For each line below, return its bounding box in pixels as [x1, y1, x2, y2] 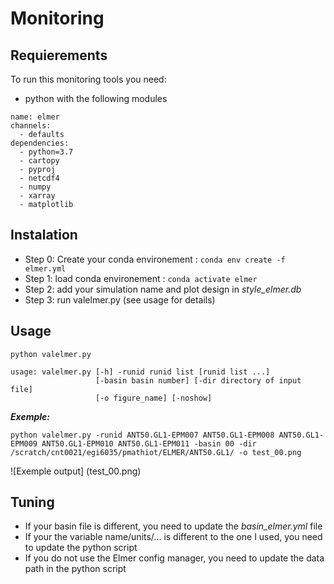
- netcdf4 [19, 173, 60, 183]
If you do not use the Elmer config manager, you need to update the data [24, 552, 325, 564]
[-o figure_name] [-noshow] [95, 393, 213, 403]
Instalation [10, 227, 78, 244]
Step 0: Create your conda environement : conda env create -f [24, 253, 286, 265]
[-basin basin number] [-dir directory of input [95, 375, 302, 386]
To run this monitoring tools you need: [10, 73, 167, 85]
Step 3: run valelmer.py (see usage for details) [24, 293, 216, 306]
